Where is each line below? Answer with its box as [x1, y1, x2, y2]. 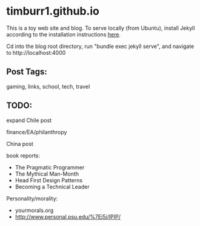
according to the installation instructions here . [6, 30, 121, 38]
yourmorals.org [15, 207, 54, 214]
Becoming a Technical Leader [15, 183, 90, 190]
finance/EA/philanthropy [6, 128, 67, 135]
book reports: [6, 152, 41, 159]
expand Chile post [6, 117, 52, 124]
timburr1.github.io [6, 4, 100, 18]
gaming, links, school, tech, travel [6, 83, 90, 90]
